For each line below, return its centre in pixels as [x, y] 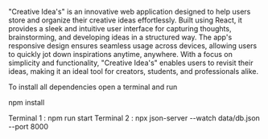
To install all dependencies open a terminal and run [93, 87]
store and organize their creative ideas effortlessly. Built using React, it [126, 20]
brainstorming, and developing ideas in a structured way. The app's [120, 37]
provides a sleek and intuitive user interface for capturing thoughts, [120, 29]
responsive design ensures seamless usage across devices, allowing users [133, 46]
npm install [27, 102]
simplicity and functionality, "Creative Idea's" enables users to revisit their [131, 63]
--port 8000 [29, 127]
